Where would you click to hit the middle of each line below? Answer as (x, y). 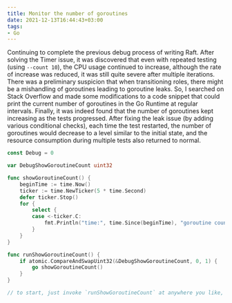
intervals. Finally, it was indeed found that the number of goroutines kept (110, 111)
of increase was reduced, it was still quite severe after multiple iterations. (111, 75)
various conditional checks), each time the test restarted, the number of (109, 126)
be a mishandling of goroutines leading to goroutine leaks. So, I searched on (116, 89)
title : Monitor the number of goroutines (68, 13)
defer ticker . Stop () (49, 197)
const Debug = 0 (30, 153)
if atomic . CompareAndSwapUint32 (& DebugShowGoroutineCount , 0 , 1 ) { (118, 261)
